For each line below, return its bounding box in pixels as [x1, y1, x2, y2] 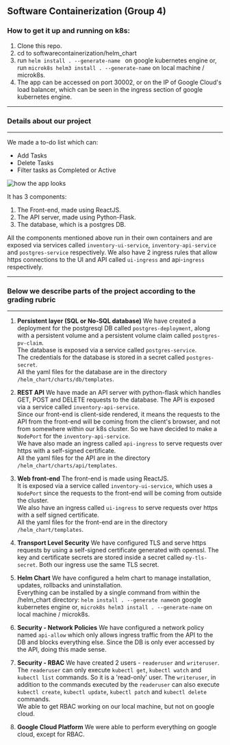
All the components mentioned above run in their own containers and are [7, 233, 213, 242]
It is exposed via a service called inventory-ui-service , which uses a [16, 482, 213, 490]
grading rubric [7, 295, 56, 304]
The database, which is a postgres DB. [16, 220, 127, 228]
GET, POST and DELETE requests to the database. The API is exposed [16, 395, 215, 404]
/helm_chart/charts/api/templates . [16, 461, 118, 469]
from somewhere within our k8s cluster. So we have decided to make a [16, 425, 218, 433]
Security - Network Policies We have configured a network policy [16, 624, 204, 632]
